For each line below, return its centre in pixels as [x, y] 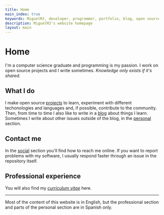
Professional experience [43, 176]
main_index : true [23, 14]
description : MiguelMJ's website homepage [49, 23]
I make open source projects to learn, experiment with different [68, 102]
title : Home [17, 10]
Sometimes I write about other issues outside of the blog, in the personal [78, 118]
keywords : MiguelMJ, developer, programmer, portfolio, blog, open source [83, 19]
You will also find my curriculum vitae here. [48, 188]
